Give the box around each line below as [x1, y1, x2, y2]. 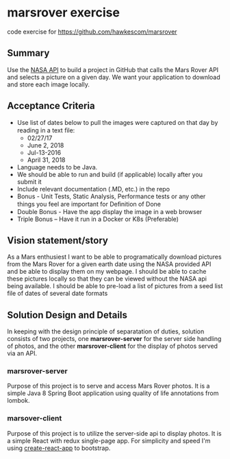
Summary [7, 47, 50, 59]
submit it [16, 177, 42, 186]
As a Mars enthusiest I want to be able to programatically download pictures [7, 252, 222, 261]
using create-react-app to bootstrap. [7, 444, 111, 452]
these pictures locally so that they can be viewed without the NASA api [7, 274, 207, 283]
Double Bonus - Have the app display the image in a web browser [16, 207, 203, 215]
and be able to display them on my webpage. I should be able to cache [7, 268, 207, 276]
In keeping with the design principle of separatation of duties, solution [7, 327, 205, 336]
